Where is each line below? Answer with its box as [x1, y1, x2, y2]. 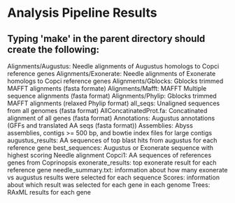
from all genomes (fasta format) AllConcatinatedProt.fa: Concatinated [7, 107, 208, 114]
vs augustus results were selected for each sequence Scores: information [7, 173, 220, 181]
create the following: [7, 43, 100, 55]
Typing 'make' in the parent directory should [7, 33, 206, 45]
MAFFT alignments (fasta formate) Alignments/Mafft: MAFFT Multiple [7, 84, 207, 92]
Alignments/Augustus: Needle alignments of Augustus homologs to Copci [7, 62, 220, 70]
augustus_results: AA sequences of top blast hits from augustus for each [7, 136, 218, 144]
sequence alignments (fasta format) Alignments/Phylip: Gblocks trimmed [7, 92, 217, 100]
